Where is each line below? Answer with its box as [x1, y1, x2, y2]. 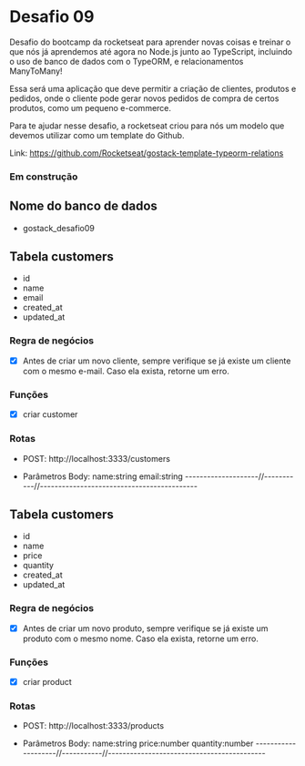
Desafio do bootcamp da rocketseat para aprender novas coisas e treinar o [9, 36, 291, 47]
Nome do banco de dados [9, 199, 158, 214]
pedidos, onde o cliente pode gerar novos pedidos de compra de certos [9, 93, 280, 104]
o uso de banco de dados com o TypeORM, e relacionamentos [9, 56, 244, 66]
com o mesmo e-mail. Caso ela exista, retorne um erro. [22, 365, 230, 376]
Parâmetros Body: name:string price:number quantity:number [22, 738, 254, 749]
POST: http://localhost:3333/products [22, 720, 165, 731]
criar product [22, 676, 73, 687]
